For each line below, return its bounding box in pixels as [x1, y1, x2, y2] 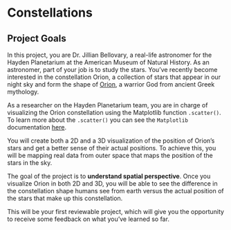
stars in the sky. [7, 159, 53, 167]
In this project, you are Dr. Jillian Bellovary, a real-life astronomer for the [7, 51, 212, 59]
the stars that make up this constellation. [7, 194, 123, 202]
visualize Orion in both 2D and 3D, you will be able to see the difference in [7, 179, 218, 188]
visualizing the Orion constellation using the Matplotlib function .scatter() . [7, 109, 221, 116]
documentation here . [7, 123, 67, 131]
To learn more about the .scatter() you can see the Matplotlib [7, 116, 189, 124]
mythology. [7, 88, 39, 96]
